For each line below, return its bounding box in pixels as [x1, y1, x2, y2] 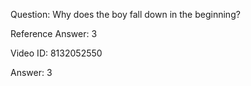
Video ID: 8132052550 [10, 47, 103, 59]
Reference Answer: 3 [10, 28, 98, 39]
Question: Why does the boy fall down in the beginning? [10, 9, 241, 20]
